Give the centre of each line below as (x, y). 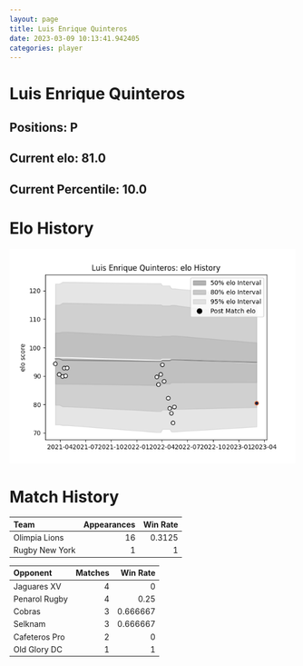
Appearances (109, 524)
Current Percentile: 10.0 (78, 189)
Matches (93, 573)
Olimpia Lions (39, 538)
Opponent (33, 573)
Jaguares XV (37, 586)
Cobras (27, 611)
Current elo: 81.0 (58, 159)
